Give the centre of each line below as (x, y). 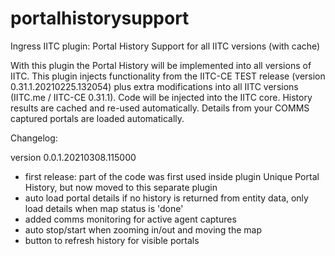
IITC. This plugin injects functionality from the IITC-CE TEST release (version (168, 76)
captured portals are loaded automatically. (97, 118)
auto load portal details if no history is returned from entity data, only (166, 198)
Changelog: (34, 138)
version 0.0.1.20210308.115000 (73, 157)
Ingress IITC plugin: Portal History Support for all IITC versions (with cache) (165, 46)
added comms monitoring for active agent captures (130, 219)
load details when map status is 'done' (104, 208)
